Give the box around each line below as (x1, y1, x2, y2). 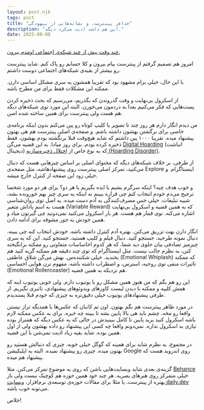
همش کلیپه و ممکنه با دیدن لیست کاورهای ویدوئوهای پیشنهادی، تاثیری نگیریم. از (7, 285, 186, 292)
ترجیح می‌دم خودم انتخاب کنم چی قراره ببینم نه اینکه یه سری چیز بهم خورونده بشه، (7, 190, 194, 198)
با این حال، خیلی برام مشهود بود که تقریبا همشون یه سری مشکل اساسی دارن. (7, 78, 184, 86)
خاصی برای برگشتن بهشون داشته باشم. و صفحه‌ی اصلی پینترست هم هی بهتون (7, 128, 184, 135)
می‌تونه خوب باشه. (7, 384, 49, 392)
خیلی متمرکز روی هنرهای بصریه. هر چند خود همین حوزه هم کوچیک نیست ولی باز (7, 372, 189, 379)
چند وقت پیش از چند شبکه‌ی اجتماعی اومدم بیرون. (7, 48, 121, 55)
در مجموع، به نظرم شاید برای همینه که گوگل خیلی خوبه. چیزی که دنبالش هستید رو (7, 341, 192, 348)
